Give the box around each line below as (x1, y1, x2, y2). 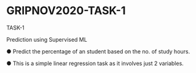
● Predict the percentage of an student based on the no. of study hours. (6, 47, 190, 55)
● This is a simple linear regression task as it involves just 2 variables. (6, 60, 184, 67)
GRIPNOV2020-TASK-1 (6, 4, 126, 18)
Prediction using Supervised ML (6, 36, 87, 43)
